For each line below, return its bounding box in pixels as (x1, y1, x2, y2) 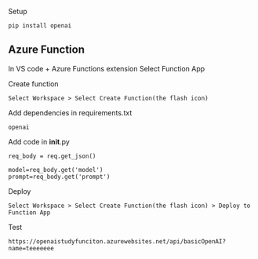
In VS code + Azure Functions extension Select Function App (8, 64, 205, 73)
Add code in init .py (8, 137, 71, 146)
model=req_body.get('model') (8, 166, 104, 173)
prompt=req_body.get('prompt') (8, 173, 111, 181)
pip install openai (8, 22, 72, 30)
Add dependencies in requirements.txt (8, 108, 133, 117)
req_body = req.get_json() (8, 152, 96, 160)
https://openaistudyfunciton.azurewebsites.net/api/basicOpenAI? (8, 237, 226, 246)
